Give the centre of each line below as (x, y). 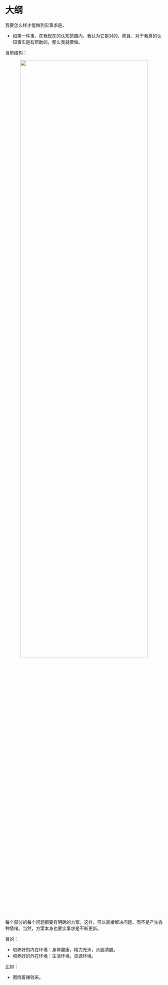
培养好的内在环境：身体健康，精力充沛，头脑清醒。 (65, 949)
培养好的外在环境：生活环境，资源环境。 (54, 956)
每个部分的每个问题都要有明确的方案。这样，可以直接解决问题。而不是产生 (82, 922)
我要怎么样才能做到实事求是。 (36, 25)
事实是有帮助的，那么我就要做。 (50, 42)
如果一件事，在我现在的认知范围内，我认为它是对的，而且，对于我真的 (85, 36)
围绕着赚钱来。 (28, 977)
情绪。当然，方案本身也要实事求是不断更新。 (55, 928)
